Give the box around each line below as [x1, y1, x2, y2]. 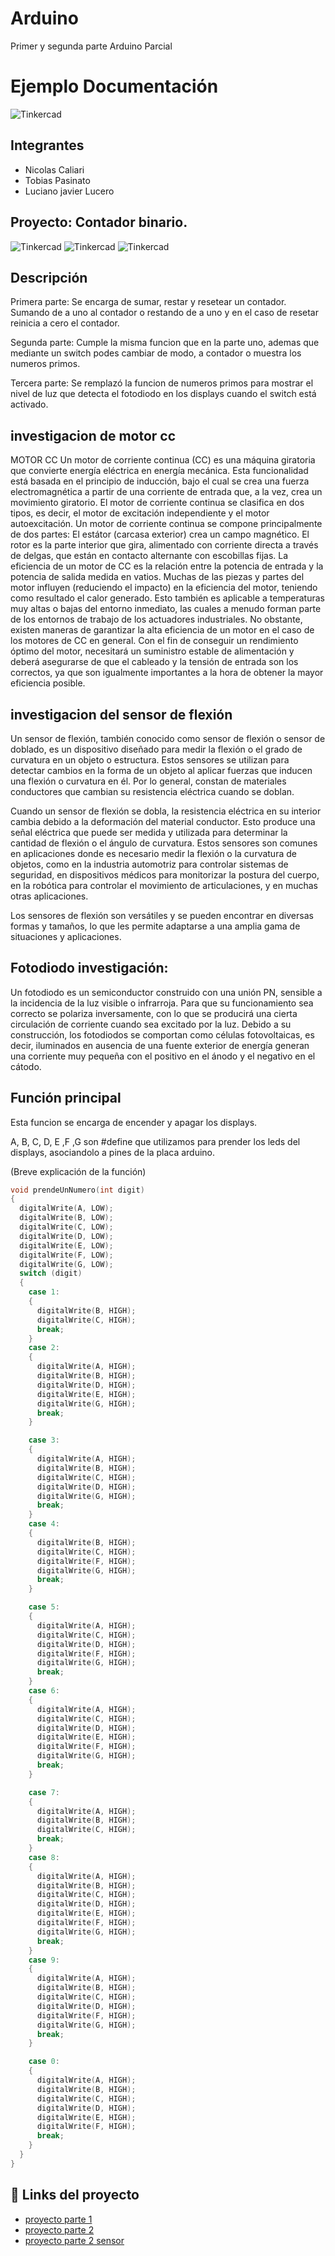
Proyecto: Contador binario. [10, 214, 188, 231]
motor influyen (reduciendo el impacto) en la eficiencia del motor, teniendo [10, 582, 318, 594]
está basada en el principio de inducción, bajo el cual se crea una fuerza [10, 475, 310, 487]
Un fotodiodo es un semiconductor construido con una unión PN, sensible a [10, 986, 323, 998]
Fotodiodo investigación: [10, 960, 169, 977]
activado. [10, 398, 49, 411]
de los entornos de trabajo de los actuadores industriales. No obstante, [10, 613, 303, 626]
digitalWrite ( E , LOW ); [19, 1240, 114, 1251]
